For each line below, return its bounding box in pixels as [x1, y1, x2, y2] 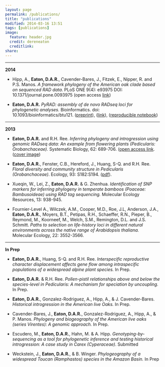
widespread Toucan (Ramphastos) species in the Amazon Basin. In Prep [12, 356, 160, 362]
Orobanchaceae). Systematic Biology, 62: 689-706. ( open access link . [12, 146, 155, 152]
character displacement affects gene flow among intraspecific [12, 261, 139, 267]
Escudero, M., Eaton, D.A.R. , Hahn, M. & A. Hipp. [12, 331, 111, 336]
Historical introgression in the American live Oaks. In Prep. [12, 301, 131, 307]
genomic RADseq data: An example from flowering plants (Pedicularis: [12, 141, 156, 147]
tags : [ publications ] [5, 26, 50, 31]
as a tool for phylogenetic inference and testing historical [37, 336, 154, 342]
